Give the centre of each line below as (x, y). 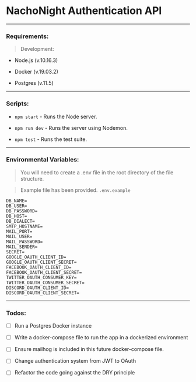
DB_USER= (17, 206)
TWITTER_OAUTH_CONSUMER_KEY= (41, 277)
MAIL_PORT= (19, 231)
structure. (32, 178)
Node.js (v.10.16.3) (36, 60)
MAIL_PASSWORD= (24, 242)
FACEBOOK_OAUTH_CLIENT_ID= (39, 267)
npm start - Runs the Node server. (56, 116)
